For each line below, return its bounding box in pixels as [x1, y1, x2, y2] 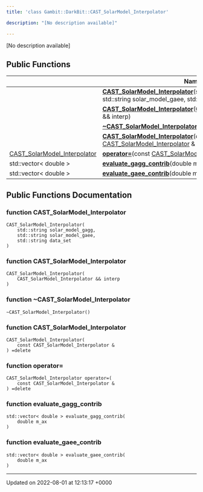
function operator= [6, 361, 63, 370]
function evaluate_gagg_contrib [6, 400, 102, 408]
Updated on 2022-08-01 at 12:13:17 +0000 [6, 479, 112, 486]
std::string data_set [17, 238, 71, 244]
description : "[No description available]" [6, 19, 118, 26]
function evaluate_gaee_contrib [6, 438, 101, 447]
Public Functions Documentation [6, 190, 132, 200]
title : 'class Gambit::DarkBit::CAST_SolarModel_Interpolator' [6, 8, 169, 15]
